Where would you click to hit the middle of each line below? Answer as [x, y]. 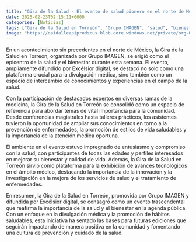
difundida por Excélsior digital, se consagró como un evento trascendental [95, 202]
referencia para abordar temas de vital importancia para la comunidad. [91, 111]
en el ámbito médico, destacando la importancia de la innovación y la [89, 172]
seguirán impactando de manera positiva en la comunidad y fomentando [93, 227]
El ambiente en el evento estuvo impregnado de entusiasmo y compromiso [96, 147]
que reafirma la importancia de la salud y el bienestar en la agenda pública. [96, 208]
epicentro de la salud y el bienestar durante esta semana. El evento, [87, 63]
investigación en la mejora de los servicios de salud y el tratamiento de [91, 178]
